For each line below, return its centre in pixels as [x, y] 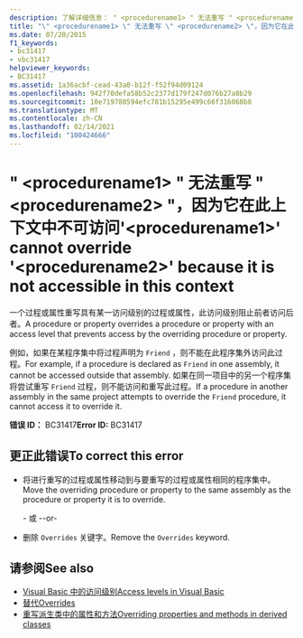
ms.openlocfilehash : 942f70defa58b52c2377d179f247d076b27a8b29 [131, 93]
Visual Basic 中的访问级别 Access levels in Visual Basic [124, 592]
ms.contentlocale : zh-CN [56, 118]
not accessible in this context [122, 286]
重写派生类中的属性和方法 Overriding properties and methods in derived [155, 615]
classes [37, 624]
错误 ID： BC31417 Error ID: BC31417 [76, 425]
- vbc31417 [30, 60]
